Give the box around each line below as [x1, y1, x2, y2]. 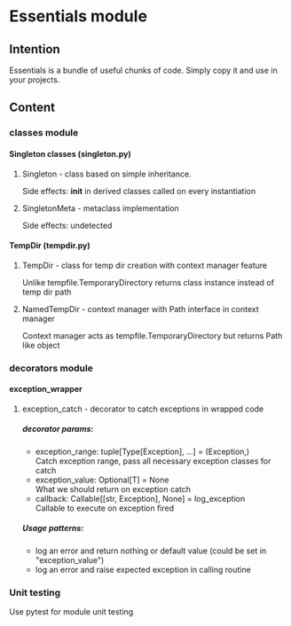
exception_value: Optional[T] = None [35, 474, 169, 485]
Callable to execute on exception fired [35, 503, 175, 513]
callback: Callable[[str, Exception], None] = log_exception [35, 493, 246, 504]
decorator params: [21, 424, 94, 434]
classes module [9, 127, 79, 139]
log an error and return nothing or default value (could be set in [35, 545, 267, 556]
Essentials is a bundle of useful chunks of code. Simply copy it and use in [9, 65, 278, 75]
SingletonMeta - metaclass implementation [21, 202, 179, 214]
